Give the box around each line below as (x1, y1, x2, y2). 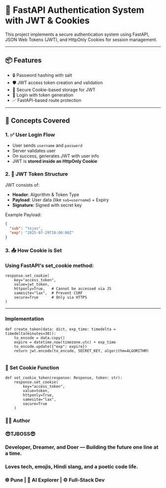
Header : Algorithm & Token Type (12, 192, 80, 197)
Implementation (5, 315, 44, 322)
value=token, (23, 389, 50, 393)
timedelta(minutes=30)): (5, 331, 56, 336)
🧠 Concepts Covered (5, 116, 70, 125)
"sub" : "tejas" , (9, 226, 43, 231)
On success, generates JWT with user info (12, 153, 99, 159)
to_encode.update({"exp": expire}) (14, 344, 87, 349)
